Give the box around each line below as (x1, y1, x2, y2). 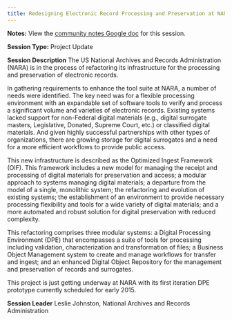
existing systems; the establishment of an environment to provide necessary (7, 193, 224, 201)
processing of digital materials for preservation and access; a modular (7, 171, 207, 179)
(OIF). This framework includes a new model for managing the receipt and (7, 163, 217, 171)
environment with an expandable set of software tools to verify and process (7, 98, 223, 107)
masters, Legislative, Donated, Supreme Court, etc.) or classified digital (7, 120, 211, 129)
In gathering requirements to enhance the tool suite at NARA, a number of (7, 84, 217, 92)
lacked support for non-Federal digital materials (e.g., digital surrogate (7, 113, 207, 122)
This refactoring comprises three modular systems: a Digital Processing (7, 228, 211, 236)
